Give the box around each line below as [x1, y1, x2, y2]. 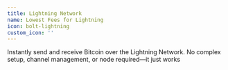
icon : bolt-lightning [7, 23, 70, 30]
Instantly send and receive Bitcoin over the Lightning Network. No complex [7, 48, 221, 56]
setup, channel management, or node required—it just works [7, 56, 181, 64]
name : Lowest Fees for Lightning [7, 16, 104, 23]
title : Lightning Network [7, 10, 82, 17]
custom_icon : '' [7, 29, 54, 36]
